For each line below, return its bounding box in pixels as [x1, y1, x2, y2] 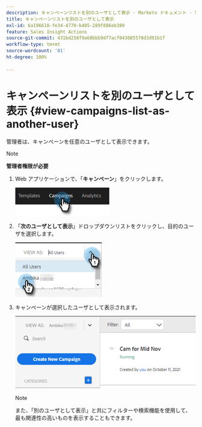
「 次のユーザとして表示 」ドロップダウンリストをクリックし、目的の [14, 223, 184, 230]
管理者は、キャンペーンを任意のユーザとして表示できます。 [6, 138, 153, 145]
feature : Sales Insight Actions [6, 29, 87, 35]
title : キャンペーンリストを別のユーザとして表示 [6, 16, 114, 22]
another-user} [6, 117, 79, 131]
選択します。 [25, 230, 57, 237]
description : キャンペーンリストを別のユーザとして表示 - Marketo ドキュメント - [6, 10, 192, 16]
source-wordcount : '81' [6, 48, 66, 54]
